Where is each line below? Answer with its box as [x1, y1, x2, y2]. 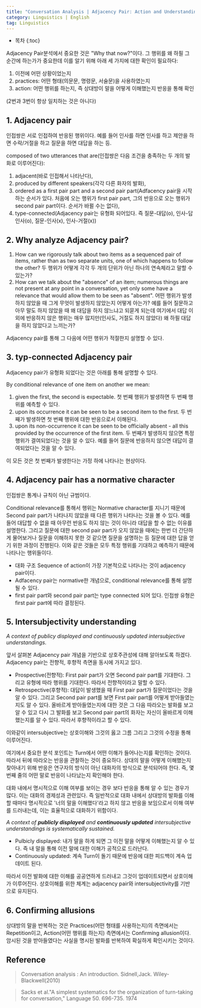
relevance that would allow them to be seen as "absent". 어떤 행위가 [14, 292, 181, 299]
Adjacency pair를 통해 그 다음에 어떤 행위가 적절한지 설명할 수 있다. [6, 334, 165, 342]
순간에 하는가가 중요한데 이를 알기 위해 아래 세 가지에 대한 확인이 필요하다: [6, 57, 178, 65]
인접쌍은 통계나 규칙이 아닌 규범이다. [6, 491, 91, 498]
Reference [6, 955, 46, 965]
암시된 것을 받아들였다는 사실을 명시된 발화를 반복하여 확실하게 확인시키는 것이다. [6, 937, 195, 944]
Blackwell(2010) [20, 977, 61, 984]
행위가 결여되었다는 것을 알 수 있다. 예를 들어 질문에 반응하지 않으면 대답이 [14, 437, 187, 444]
